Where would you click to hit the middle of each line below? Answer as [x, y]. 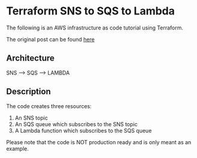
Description [28, 92]
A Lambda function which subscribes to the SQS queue [83, 130]
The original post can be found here [50, 39]
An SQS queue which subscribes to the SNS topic [76, 124]
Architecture [31, 58]
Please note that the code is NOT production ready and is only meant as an [99, 142]
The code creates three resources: [49, 106]
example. [17, 148]
